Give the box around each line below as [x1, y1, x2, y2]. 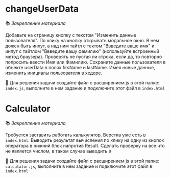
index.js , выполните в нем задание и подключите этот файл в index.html [5, 85, 165, 91]
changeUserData [5, 3, 79, 15]
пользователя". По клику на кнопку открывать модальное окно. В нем [5, 37, 160, 43]
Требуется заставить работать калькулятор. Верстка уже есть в [5, 132, 146, 138]
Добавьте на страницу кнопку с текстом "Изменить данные [5, 32, 136, 38]
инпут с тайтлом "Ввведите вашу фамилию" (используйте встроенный [5, 48, 159, 54]
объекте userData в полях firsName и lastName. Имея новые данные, [5, 64, 156, 70]
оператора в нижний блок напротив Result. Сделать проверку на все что [5, 142, 165, 149]
